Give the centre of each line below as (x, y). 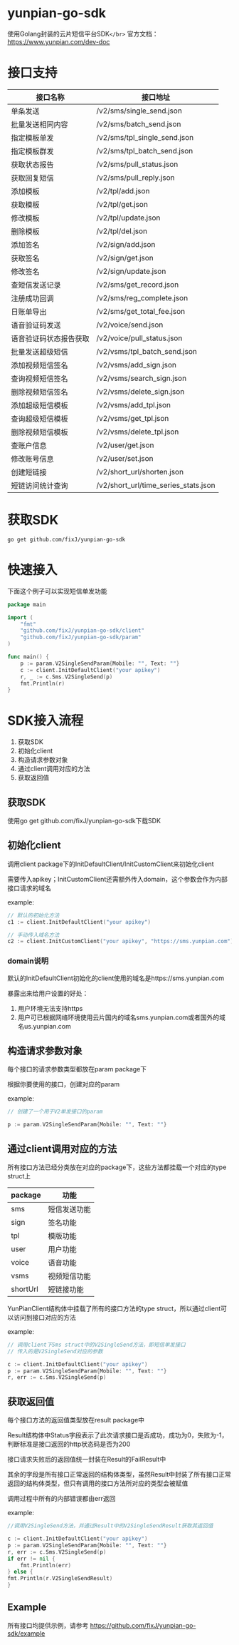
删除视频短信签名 (40, 392)
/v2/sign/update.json (131, 271)
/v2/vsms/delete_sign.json (140, 392)
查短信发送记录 (36, 285)
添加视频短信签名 (40, 365)
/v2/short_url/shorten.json (140, 472)
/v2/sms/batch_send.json (139, 124)
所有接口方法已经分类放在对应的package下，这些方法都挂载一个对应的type (117, 1167)
